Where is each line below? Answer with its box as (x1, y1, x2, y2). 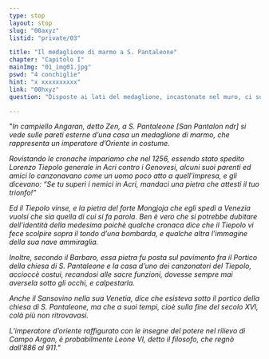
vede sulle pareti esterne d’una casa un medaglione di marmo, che (9, 130, 230, 140)
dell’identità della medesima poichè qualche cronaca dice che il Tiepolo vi (9, 220, 254, 230)
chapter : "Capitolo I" (9, 56, 85, 64)
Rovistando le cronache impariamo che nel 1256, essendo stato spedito (9, 154, 245, 164)
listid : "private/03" (9, 34, 81, 42)
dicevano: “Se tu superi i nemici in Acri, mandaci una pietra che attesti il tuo (9, 179, 260, 189)
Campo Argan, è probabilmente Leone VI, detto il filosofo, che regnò (9, 334, 235, 344)
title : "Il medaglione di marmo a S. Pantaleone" (9, 49, 178, 57)
